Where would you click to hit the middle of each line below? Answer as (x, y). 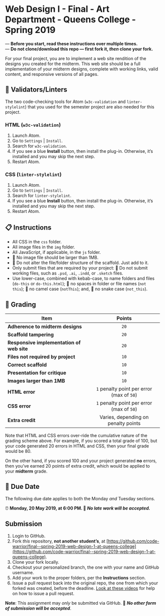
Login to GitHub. (29, 536)
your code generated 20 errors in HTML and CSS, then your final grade (77, 446)
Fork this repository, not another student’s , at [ (60, 541)
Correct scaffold (27, 365)
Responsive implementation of (44, 342)
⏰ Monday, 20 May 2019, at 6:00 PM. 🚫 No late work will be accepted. (78, 508)
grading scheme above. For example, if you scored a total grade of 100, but (81, 441)
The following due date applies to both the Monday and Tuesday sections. (80, 498)
